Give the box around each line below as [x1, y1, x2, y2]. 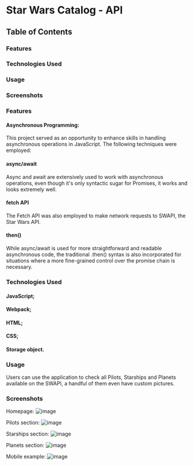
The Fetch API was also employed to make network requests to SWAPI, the [6, 212, 186, 219]
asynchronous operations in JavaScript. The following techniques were [6, 141, 177, 148]
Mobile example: [6, 453, 46, 460]
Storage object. [6, 346, 45, 353]
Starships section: [6, 430, 50, 437]
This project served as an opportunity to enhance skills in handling [6, 134, 166, 141]
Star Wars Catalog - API [6, 4, 123, 17]
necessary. [6, 264, 33, 270]
